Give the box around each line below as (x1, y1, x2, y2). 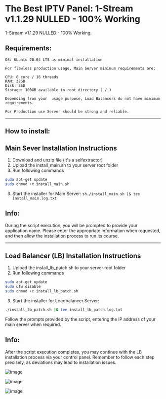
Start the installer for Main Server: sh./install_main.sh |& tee (12, 191, 140, 197)
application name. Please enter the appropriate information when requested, (5, 228, 161, 234)
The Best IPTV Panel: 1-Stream (5, 3, 133, 14)
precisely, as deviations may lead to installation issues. (5, 359, 117, 365)
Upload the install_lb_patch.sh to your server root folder (12, 265, 126, 271)
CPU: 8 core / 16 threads (5, 75, 58, 80)
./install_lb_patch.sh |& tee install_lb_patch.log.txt (5, 307, 123, 312)
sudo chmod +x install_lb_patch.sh (5, 289, 79, 294)
